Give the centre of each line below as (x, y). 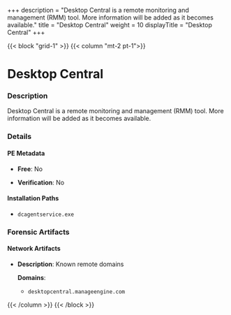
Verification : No (41, 182)
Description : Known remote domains (70, 264)
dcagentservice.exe (46, 214)
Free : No (30, 169)
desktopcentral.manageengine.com (76, 292)
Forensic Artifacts (38, 232)
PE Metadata (26, 153)
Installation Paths (33, 198)
